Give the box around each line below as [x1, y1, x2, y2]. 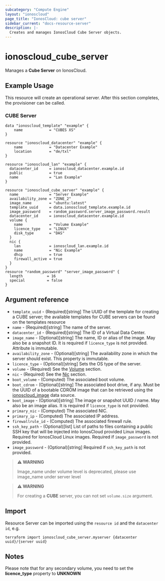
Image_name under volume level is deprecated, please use [17, 469, 137, 474]
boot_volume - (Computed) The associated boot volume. [12, 376, 125, 382]
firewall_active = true [14, 256, 63, 262]
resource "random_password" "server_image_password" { [5, 270, 120, 275]
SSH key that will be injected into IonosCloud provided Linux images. [12, 428, 151, 435]
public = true [9, 170, 63, 176]
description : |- [5, 26, 38, 30]
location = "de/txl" [14, 149, 71, 154]
